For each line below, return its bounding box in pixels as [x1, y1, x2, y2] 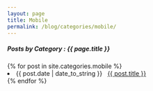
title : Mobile [7, 17, 49, 24]
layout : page [7, 10, 45, 17]
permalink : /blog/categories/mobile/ [7, 23, 117, 30]
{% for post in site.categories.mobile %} [7, 62, 122, 70]
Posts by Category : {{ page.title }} [7, 44, 110, 53]
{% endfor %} [7, 77, 47, 85]
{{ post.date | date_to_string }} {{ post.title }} [16, 69, 147, 78]
